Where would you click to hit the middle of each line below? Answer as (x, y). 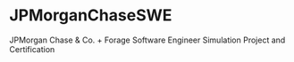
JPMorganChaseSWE (91, 15)
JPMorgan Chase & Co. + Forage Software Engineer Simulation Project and (147, 40)
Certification (32, 49)
